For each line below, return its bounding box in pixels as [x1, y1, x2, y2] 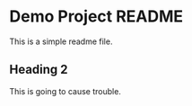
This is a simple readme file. [9, 36, 113, 47]
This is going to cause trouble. [9, 85, 121, 96]
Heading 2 [9, 62, 69, 77]
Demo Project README [9, 6, 184, 27]
